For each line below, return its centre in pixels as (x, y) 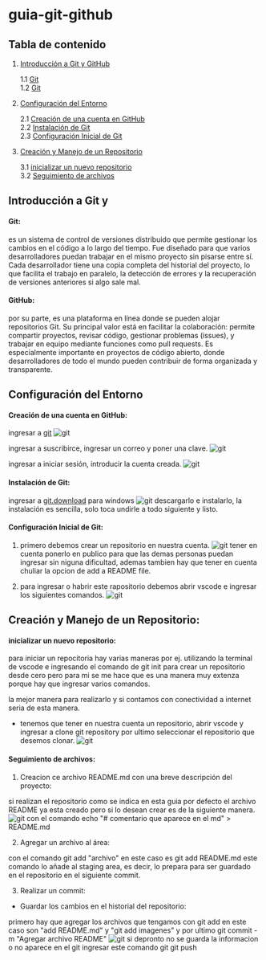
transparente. (31, 369)
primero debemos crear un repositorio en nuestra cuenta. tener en (139, 545)
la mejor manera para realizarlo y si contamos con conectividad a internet (130, 700)
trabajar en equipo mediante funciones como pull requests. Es (111, 344)
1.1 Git (29, 79)
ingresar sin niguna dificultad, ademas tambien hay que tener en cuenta (139, 562)
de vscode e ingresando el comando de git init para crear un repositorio (127, 667)
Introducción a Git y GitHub (65, 63)
